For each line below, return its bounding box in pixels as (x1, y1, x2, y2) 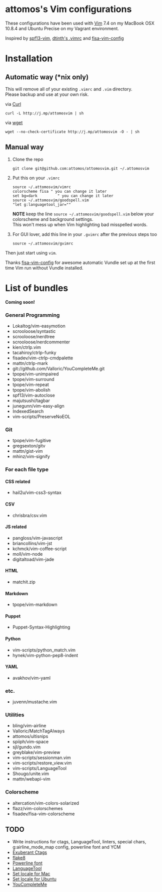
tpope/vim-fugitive (12, 438, 51, 444)
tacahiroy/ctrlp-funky (12, 349, 56, 355)
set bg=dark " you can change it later (12, 193, 113, 198)
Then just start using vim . (5, 249, 57, 256)
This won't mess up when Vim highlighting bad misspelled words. (12, 221, 147, 227)
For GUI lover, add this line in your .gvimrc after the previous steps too (12, 231, 157, 237)
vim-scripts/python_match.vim (12, 647, 76, 653)
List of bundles (5, 282, 68, 294)
